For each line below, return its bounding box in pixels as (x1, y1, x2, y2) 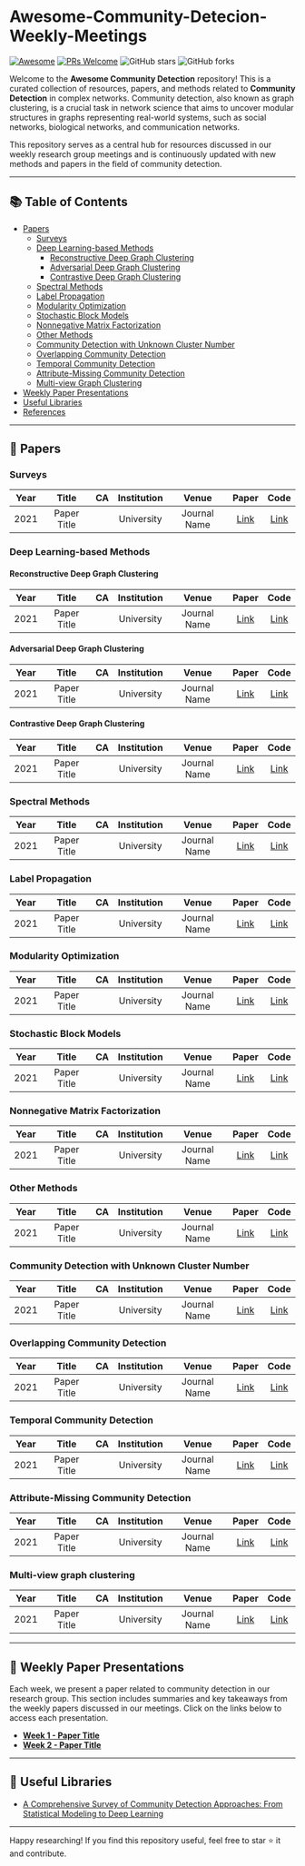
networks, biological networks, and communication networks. (9, 121, 241, 133)
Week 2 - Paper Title (22, 1740, 102, 1751)
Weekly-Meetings (9, 25, 148, 46)
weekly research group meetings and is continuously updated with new (9, 148, 277, 160)
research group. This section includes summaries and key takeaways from (9, 1693, 288, 1704)
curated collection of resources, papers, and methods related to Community (9, 83, 296, 94)
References (22, 406, 66, 417)
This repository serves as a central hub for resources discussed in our (9, 139, 272, 150)
